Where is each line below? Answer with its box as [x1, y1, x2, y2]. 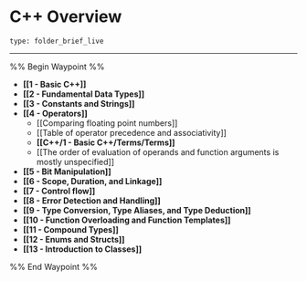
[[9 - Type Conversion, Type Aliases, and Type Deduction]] [22, 204, 251, 215]
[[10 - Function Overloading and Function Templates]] [22, 214, 231, 225]
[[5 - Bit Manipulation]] [22, 166, 111, 177]
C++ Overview [9, 6, 122, 27]
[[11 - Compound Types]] [22, 224, 119, 234]
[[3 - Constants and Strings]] [22, 98, 135, 109]
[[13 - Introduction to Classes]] [22, 244, 143, 255]
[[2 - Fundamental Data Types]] [22, 88, 145, 99]
